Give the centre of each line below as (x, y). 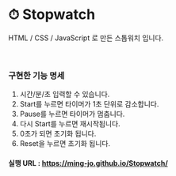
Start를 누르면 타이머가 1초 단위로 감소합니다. (89, 104)
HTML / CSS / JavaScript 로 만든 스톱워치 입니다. (86, 38)
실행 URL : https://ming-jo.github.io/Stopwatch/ (88, 163)
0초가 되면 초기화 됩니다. (58, 134)
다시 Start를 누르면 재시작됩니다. (70, 124)
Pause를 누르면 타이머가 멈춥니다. (72, 114)
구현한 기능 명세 (36, 75)
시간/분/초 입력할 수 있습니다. (65, 94)
